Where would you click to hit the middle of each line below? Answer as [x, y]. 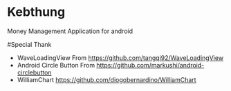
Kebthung [36, 12]
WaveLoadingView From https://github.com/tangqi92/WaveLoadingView [120, 58]
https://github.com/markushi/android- [150, 65]
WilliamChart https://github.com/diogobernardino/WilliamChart [107, 79]
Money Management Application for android [70, 31]
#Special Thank [29, 44]
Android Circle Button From [56, 65]
